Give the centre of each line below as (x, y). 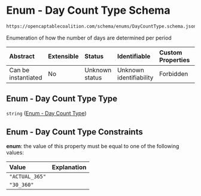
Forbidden (174, 73)
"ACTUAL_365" (28, 177)
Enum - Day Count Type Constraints (75, 132)
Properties (175, 60)
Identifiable (134, 56)
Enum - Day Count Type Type (62, 99)
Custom (171, 53)
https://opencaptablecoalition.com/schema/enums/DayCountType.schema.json (101, 26)
